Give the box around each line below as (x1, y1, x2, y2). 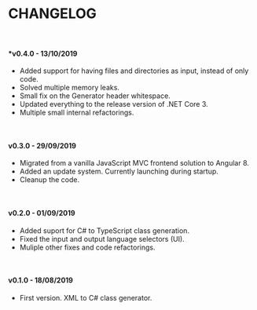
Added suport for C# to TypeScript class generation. (19, 225, 190, 235)
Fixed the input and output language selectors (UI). (19, 234, 185, 243)
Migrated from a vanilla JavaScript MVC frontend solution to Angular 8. (19, 159, 250, 168)
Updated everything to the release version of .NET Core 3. (19, 100, 208, 109)
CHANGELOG (8, 5, 97, 23)
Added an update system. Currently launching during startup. (19, 166, 218, 177)
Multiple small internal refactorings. (19, 108, 134, 118)
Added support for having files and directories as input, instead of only (19, 66, 249, 75)
